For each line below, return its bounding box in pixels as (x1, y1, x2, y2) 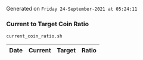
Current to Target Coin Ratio (6, 20, 89, 28)
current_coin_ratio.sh (6, 33, 63, 39)
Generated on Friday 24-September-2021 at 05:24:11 (6, 5, 138, 12)
